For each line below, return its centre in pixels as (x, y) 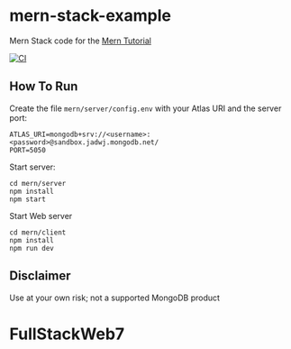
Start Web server (41, 216)
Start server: (32, 167)
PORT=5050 (28, 150)
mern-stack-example (90, 16)
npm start (28, 199)
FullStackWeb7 (67, 334)
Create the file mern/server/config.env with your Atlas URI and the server (145, 108)
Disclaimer (40, 276)
